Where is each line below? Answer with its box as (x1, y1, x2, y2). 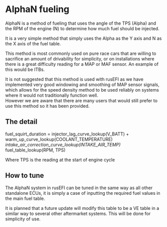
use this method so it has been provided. (5, 103, 90, 109)
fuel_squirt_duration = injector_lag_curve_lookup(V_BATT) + (5, 131, 129, 137)
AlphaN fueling (5, 4, 69, 15)
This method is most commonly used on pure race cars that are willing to (5, 50, 156, 56)
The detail (5, 117, 38, 126)
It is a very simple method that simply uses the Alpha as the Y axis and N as (5, 35, 162, 41)
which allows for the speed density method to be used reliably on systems (5, 87, 159, 93)
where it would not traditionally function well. (5, 92, 99, 98)
